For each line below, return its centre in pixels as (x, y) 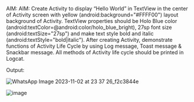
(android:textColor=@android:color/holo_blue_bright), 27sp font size (89, 27)
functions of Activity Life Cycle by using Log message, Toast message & (94, 46)
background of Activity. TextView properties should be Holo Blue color (92, 21)
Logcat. (15, 59)
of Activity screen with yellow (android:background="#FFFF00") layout (92, 15)
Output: (15, 70)
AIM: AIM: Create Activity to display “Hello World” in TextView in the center (97, 9)
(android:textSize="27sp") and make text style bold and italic (80, 34)
